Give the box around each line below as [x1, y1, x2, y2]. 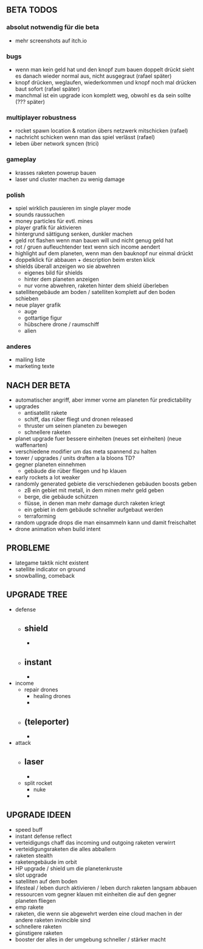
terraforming [24, 512, 56, 519]
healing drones [33, 693, 71, 700]
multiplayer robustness [6, 113, 77, 122]
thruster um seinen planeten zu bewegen [24, 422, 128, 429]
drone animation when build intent [15, 525, 101, 532]
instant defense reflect [15, 832, 72, 840]
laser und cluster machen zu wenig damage [15, 176, 125, 183]
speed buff [15, 826, 43, 833]
